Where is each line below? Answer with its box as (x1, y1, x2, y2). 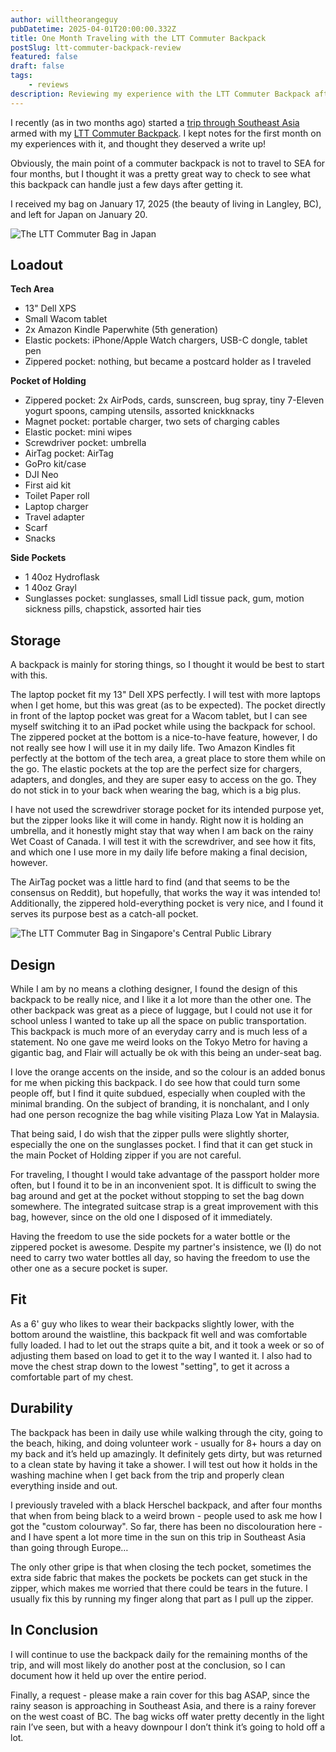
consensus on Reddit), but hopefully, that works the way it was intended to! (10, 887, 321, 899)
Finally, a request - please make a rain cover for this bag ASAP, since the (10, 1689, 310, 1701)
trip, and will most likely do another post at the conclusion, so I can (10, 1659, 286, 1671)
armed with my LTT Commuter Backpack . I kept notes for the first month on (10, 127, 322, 139)
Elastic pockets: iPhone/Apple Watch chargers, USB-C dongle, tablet (24, 334, 308, 346)
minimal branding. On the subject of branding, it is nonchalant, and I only (10, 1098, 310, 1110)
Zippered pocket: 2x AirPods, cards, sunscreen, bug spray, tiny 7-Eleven (24, 394, 325, 406)
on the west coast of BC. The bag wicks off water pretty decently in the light (10, 1710, 325, 1722)
